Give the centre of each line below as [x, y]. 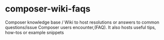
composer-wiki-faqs [48, 9]
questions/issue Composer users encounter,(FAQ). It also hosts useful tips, [81, 27]
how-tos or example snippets [35, 32]
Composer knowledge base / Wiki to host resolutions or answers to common [82, 22]
